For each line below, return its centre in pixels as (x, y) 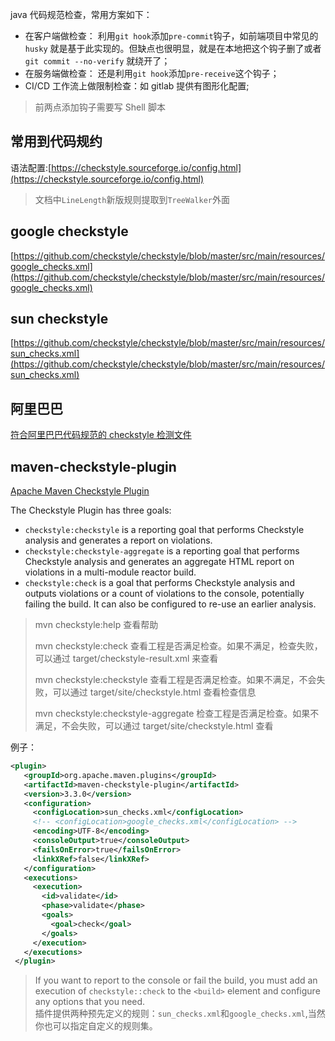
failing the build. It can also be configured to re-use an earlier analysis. (170, 604)
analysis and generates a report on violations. (118, 540)
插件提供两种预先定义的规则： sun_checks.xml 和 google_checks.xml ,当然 (180, 1014)
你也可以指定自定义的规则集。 (96, 1026)
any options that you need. (90, 1002)
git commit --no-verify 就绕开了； (97, 61)
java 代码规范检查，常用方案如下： (81, 14)
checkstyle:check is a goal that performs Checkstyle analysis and (159, 583)
